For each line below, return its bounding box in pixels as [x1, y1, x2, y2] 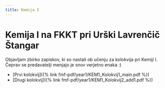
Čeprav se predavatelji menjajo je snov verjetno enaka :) [5, 61, 122, 68]
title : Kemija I [5, 7, 39, 13]
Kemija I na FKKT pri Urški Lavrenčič [5, 29, 160, 40]
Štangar [5, 40, 39, 51]
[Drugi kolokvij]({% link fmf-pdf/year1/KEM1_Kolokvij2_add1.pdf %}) [12, 76, 153, 83]
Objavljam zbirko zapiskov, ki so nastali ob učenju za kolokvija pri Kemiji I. [5, 56, 158, 62]
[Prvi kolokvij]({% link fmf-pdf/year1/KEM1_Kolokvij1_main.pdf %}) [12, 71, 150, 77]
